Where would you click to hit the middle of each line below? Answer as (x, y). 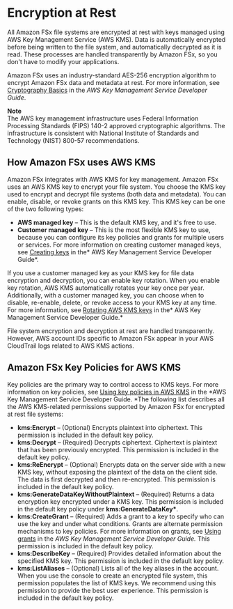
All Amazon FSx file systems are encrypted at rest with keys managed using (116, 32)
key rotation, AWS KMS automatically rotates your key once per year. (106, 288)
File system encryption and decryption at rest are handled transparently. (111, 331)
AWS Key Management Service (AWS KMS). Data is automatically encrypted (116, 39)
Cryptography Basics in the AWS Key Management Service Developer (107, 90)
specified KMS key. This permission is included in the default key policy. (121, 561)
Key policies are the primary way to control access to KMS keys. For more (113, 384)
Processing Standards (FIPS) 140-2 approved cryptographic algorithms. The (116, 125)
